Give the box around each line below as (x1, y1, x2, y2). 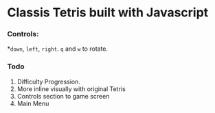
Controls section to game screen (16, 92, 110, 100)
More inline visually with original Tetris (16, 84, 126, 93)
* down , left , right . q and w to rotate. (7, 45, 109, 53)
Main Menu (16, 99, 49, 108)
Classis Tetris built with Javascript (7, 5, 209, 21)
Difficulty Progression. (16, 77, 81, 86)
